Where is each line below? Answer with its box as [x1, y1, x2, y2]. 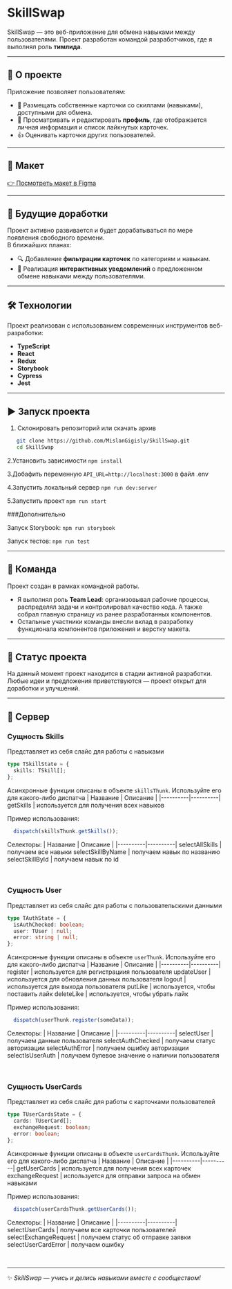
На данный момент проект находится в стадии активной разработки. [7, 670, 213, 678]
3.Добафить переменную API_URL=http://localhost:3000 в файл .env [7, 470, 209, 478]
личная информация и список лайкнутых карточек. [17, 123, 169, 131]
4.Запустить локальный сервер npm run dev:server [7, 483, 157, 491]
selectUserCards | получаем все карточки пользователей [7, 1225, 176, 1234]
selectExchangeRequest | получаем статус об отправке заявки [7, 1233, 191, 1241]
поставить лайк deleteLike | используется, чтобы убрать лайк [7, 990, 188, 998]
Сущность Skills [7, 731, 64, 741]
